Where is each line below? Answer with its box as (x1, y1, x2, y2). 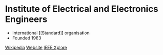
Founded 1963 (12, 35, 42, 41)
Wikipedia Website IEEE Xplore (5, 44, 67, 50)
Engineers (5, 14, 47, 25)
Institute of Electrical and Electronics (5, 3, 159, 15)
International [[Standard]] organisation (12, 30, 90, 36)
